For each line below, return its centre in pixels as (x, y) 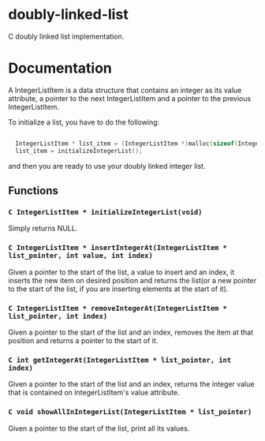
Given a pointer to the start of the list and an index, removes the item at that (131, 332)
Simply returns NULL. (43, 228)
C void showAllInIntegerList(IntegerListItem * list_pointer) (130, 412)
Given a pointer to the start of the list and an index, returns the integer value (131, 384)
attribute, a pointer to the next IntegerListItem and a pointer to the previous (130, 98)
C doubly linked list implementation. (66, 36)
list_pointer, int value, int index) (81, 256)
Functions (34, 191)
